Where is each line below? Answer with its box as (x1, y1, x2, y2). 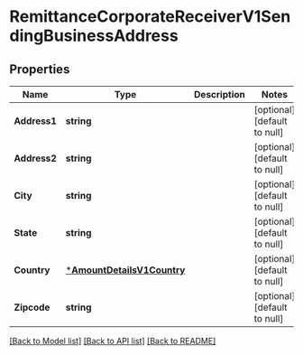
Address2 (14, 152, 57, 164)
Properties (9, 61, 70, 77)
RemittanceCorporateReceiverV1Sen (9, 6, 291, 27)
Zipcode (14, 301, 50, 313)
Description (193, 89, 245, 100)
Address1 (14, 115, 57, 127)
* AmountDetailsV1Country (65, 264, 186, 276)
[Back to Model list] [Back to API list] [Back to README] (9, 336, 216, 346)
